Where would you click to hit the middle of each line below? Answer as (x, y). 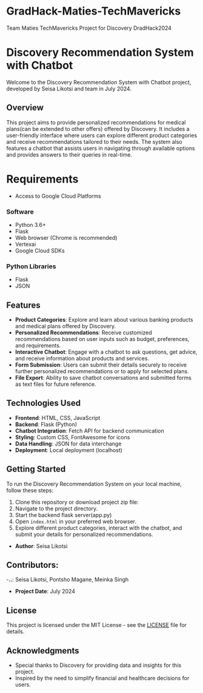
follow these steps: (30, 490)
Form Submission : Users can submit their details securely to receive (101, 365)
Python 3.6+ (31, 225)
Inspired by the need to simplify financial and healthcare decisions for (102, 678)
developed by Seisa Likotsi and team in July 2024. (69, 89)
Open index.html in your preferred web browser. (76, 521)
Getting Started (36, 469)
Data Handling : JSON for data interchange (68, 444)
